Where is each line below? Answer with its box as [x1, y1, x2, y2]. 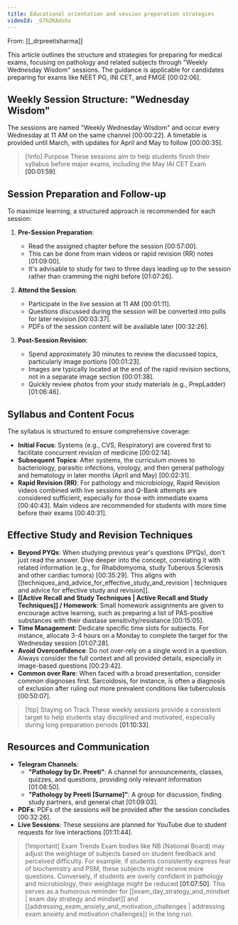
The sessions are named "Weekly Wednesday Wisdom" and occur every [7, 124, 220, 132]
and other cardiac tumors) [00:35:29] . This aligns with [17, 570, 176, 579]
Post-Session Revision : [17, 336, 88, 345]
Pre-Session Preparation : [17, 228, 94, 237]
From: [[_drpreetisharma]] [7, 36, 83, 45]
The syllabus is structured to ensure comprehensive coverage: [7, 427, 190, 436]
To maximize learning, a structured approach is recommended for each [7, 207, 216, 215]
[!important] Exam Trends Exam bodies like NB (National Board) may [24, 841, 225, 850]
